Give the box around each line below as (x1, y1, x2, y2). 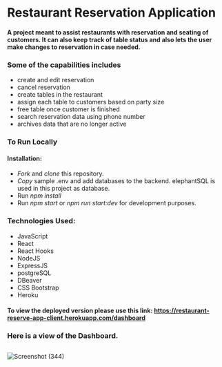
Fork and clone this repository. (17, 169, 104, 178)
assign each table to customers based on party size (17, 98, 165, 106)
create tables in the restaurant (17, 91, 103, 99)
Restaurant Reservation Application (7, 5, 216, 21)
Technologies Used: (7, 216, 76, 226)
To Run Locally (7, 137, 57, 147)
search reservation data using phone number (17, 113, 146, 121)
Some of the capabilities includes (7, 60, 121, 70)
